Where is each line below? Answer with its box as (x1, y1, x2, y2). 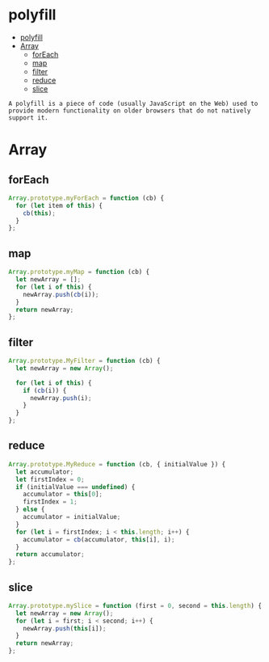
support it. (8, 113, 48, 122)
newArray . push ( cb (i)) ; (23, 290, 99, 298)
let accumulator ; (15, 467, 74, 476)
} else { (15, 505, 45, 514)
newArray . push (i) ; (29, 394, 92, 402)
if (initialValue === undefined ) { (15, 483, 136, 491)
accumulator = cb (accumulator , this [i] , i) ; (23, 535, 175, 543)
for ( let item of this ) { (15, 201, 103, 209)
